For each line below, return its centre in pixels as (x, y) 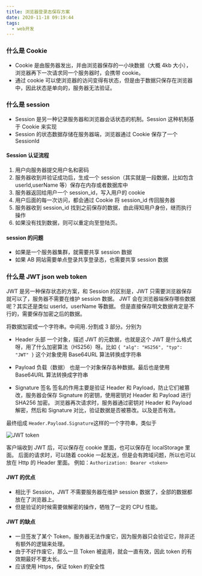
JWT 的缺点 (21, 522)
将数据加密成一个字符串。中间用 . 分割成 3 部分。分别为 (74, 327)
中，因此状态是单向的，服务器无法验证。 (65, 87)
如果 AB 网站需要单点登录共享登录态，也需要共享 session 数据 (91, 260)
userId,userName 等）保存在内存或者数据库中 (71, 185)
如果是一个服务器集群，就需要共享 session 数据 (73, 252)
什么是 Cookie (27, 51)
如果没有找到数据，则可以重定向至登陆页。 (68, 223)
